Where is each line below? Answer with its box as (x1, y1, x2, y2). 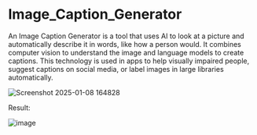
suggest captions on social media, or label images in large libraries (8, 64, 224, 73)
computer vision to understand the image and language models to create (8, 48, 244, 57)
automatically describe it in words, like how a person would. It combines (8, 39, 241, 48)
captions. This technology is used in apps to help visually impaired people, (8, 56, 250, 66)
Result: (8, 103, 31, 112)
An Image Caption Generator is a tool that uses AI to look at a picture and (8, 31, 245, 41)
